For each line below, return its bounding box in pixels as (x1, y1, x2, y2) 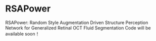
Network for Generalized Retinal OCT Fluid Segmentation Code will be (5, 24, 151, 30)
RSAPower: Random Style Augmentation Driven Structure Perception (5, 19, 148, 25)
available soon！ (5, 30, 40, 36)
